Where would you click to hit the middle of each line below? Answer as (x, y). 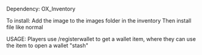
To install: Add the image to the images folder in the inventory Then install (99, 20)
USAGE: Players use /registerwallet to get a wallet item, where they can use (101, 39)
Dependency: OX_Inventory (41, 9)
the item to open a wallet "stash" (47, 46)
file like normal (25, 27)
